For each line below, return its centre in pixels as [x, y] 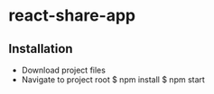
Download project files [63, 70]
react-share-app [72, 16]
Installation [41, 49]
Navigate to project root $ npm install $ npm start [113, 80]
